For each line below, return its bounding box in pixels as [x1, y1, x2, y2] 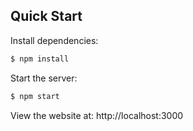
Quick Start [10, 8, 83, 25]
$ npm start [10, 91, 60, 101]
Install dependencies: [10, 34, 99, 46]
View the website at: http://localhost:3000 [10, 109, 184, 121]
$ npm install [10, 54, 70, 64]
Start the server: [10, 72, 78, 84]
